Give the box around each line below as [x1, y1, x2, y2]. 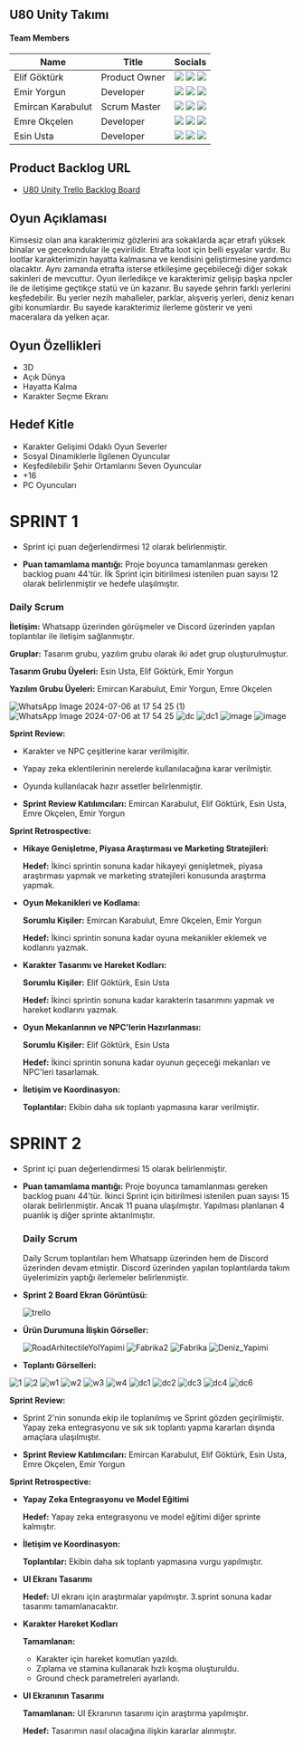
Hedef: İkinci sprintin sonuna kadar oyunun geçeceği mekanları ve [22, 1057, 271, 1068]
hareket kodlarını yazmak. [22, 1004, 119, 1015]
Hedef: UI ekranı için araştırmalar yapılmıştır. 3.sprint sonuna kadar [22, 1591, 273, 1602]
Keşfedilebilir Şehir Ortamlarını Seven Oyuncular [22, 460, 202, 471]
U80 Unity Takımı [9, 7, 109, 23]
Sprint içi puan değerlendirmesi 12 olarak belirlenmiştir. [22, 541, 228, 551]
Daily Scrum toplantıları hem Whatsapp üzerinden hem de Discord [22, 1253, 269, 1264]
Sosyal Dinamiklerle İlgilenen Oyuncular [22, 450, 171, 461]
